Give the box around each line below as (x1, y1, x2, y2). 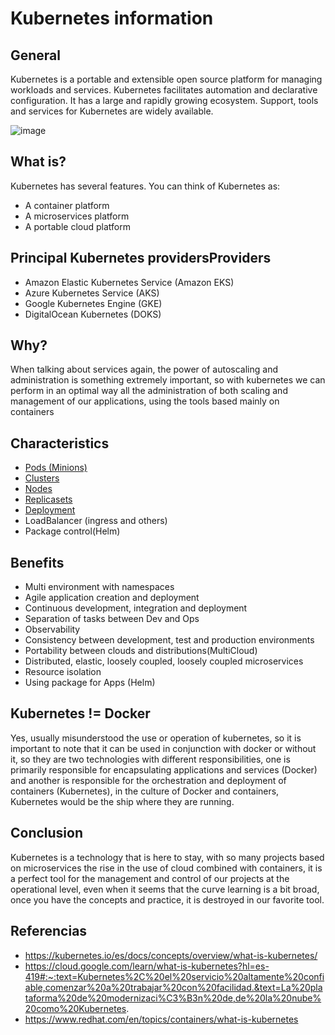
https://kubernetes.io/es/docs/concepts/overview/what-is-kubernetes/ (24, 949, 318, 961)
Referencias (10, 923, 88, 940)
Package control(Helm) (24, 525, 121, 537)
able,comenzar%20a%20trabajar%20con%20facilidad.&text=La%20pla (24, 981, 323, 993)
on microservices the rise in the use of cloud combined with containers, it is (10, 862, 323, 874)
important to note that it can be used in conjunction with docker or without (10, 742, 317, 754)
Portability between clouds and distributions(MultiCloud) (24, 645, 258, 657)
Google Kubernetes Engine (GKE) (24, 297, 163, 309)
